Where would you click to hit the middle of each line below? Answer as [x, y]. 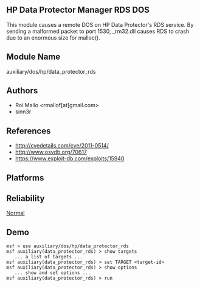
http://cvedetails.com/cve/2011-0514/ [62, 146]
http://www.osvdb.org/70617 [51, 152]
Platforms [25, 178]
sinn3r [23, 112]
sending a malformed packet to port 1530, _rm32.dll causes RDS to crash [98, 31]
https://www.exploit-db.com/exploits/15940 [70, 158]
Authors [22, 91]
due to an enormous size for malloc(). [53, 37]
